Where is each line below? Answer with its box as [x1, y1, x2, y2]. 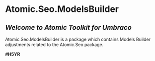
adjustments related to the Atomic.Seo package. [5, 42, 104, 48]
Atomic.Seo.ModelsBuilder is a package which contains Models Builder [5, 36, 151, 42]
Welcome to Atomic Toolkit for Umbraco [5, 23, 132, 32]
